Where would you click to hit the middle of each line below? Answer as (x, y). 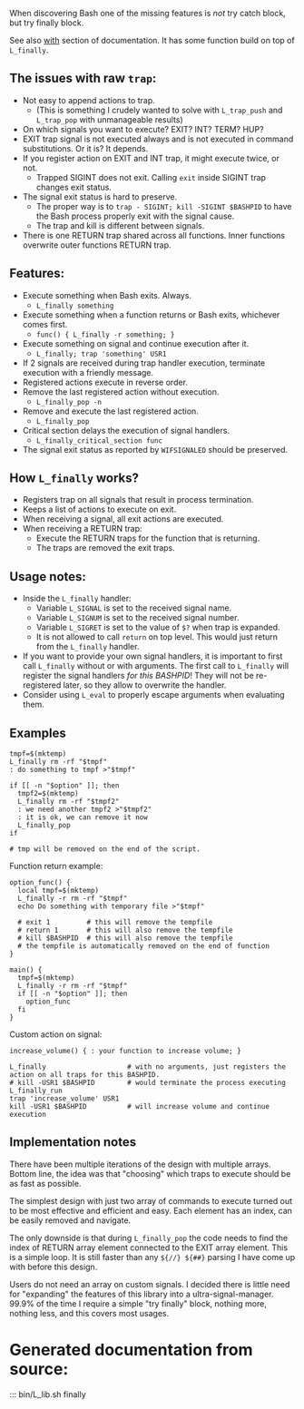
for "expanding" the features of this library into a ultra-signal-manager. (142, 1294)
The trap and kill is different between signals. (120, 225)
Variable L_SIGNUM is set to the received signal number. (137, 618)
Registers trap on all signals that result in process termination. (138, 500)
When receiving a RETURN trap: (82, 529)
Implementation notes (73, 1142)
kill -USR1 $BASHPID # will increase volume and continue (140, 1107)
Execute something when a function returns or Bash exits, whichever (151, 314)
